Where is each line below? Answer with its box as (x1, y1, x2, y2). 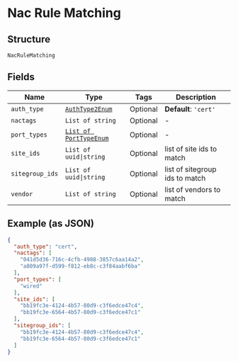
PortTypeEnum (64, 134, 109, 142)
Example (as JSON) (7, 217, 94, 230)
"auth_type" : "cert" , (13, 243, 78, 250)
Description (176, 92, 216, 102)
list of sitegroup (164, 164, 217, 174)
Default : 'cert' (164, 104, 216, 114)
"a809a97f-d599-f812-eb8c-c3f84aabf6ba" (20, 263, 141, 270)
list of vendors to (164, 184, 221, 194)
